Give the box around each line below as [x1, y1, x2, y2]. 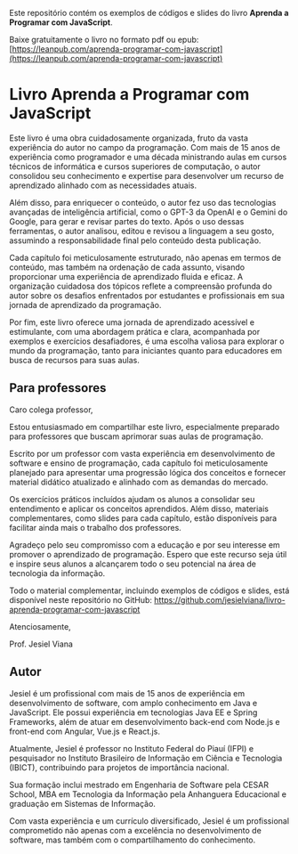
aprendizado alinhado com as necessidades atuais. [9, 180, 197, 191]
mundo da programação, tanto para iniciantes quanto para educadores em [9, 345, 283, 355]
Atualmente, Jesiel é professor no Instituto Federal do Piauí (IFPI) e [9, 743, 254, 753]
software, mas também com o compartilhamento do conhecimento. [9, 834, 256, 845]
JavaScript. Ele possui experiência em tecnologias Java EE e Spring [9, 707, 258, 718]
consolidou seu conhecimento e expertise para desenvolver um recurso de [9, 170, 285, 181]
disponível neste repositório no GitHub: [9, 594, 153, 605]
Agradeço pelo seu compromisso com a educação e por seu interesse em [9, 539, 280, 550]
